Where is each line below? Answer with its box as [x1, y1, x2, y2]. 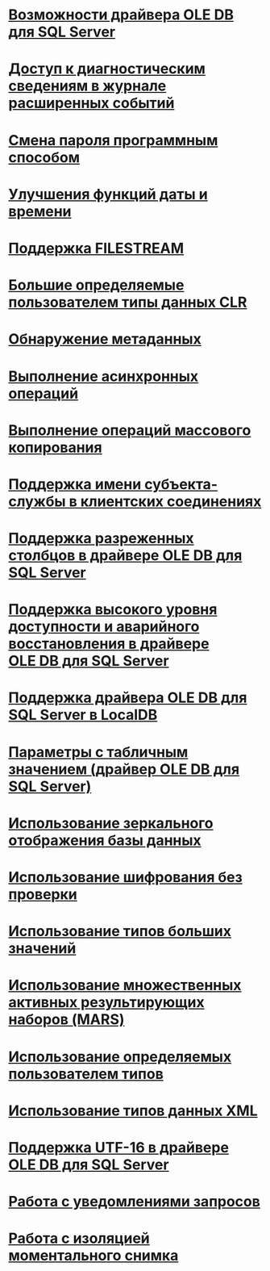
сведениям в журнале [8, 77, 167, 95]
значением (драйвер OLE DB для [8, 760, 240, 778]
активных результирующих [8, 993, 205, 1012]
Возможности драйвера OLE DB [8, 6, 234, 24]
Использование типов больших [8, 922, 232, 941]
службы [8, 492, 66, 510]
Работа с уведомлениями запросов [8, 1193, 260, 1211]
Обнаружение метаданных [8, 330, 201, 349]
